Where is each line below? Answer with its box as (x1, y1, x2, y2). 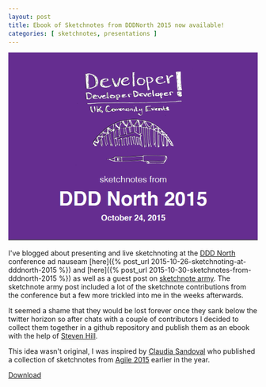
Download (8, 370, 42, 380)
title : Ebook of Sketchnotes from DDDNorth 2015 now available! (8, 21, 225, 29)
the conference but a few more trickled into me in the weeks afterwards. (8, 290, 244, 301)
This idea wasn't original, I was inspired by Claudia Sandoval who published (8, 347, 256, 356)
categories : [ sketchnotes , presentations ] (8, 29, 158, 37)
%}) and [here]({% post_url (59, 266, 148, 275)
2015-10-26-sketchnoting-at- (150, 257, 247, 266)
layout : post (8, 13, 51, 21)
